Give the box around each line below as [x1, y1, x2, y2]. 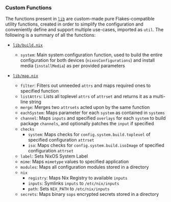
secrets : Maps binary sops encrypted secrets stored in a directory [20, 191, 159, 197]
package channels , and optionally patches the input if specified [20, 121, 154, 127]
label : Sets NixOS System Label [20, 153, 88, 160]
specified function [20, 88, 59, 94]
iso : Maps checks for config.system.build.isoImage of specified [28, 142, 164, 148]
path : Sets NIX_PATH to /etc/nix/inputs [28, 186, 110, 192]
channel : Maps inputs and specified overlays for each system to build [20, 115, 166, 121]
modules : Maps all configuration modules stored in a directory [20, 164, 149, 170]
